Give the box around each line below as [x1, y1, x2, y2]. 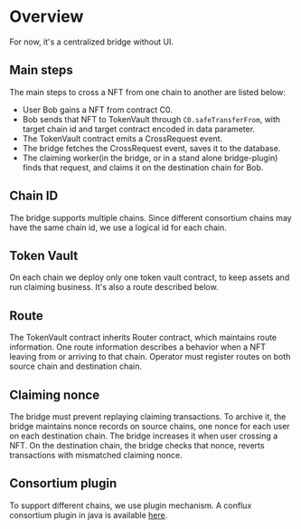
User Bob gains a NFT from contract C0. [22, 104, 174, 115]
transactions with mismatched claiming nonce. [9, 450, 183, 460]
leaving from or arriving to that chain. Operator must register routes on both [9, 351, 291, 362]
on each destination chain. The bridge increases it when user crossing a [9, 430, 278, 441]
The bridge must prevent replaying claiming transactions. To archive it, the [9, 411, 287, 422]
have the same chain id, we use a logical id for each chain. [9, 222, 228, 233]
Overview [9, 6, 84, 27]
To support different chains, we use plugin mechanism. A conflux [9, 500, 252, 511]
